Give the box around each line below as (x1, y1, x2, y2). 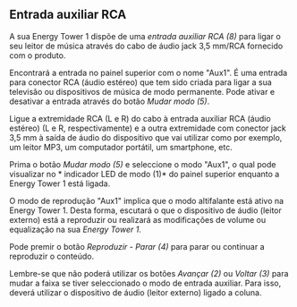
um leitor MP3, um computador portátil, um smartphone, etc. (9, 141, 233, 152)
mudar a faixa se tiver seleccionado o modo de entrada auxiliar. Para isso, (9, 277, 282, 288)
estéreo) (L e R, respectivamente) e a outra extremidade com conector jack (9, 123, 286, 133)
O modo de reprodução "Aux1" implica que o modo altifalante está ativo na (9, 195, 284, 206)
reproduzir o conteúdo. (9, 251, 95, 261)
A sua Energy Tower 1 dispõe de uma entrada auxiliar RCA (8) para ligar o (9, 30, 282, 41)
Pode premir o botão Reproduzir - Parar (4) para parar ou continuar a (9, 241, 266, 252)
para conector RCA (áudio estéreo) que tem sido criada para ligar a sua (9, 76, 273, 88)
